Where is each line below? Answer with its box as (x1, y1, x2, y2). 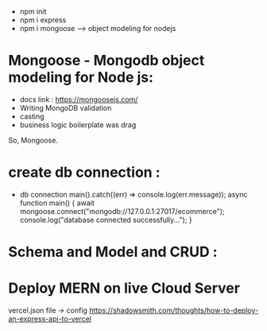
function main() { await (19, 198, 95, 208)
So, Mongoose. (8, 135, 58, 145)
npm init (19, 7, 47, 16)
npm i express (19, 15, 67, 25)
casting (19, 111, 45, 121)
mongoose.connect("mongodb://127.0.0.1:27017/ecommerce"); (19, 206, 225, 216)
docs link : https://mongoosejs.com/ (19, 95, 138, 104)
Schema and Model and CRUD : (8, 243, 218, 261)
